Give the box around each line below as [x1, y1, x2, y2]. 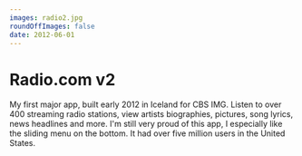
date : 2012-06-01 [9, 30, 75, 39]
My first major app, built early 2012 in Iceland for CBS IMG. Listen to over [9, 99, 282, 110]
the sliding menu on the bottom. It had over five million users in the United [9, 128, 286, 139]
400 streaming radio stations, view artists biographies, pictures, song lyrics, [9, 109, 293, 120]
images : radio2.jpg [9, 13, 83, 23]
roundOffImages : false [9, 22, 95, 31]
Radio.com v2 [9, 69, 116, 90]
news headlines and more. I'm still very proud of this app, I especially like [9, 119, 283, 130]
